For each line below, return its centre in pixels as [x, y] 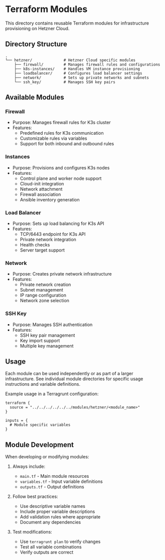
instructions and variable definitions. [43, 384]
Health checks [35, 245]
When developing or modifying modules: [47, 457]
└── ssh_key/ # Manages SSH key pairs [65, 82]
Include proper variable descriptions [57, 511]
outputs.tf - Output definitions [52, 487]
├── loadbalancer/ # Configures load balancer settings [78, 73]
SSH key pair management [47, 335]
